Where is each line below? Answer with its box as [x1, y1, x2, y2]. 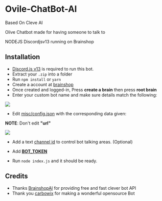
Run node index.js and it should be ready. [12, 158, 97, 164]
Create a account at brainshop [12, 81, 74, 87]
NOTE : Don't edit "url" [5, 120, 51, 126]
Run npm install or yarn [12, 76, 61, 82]
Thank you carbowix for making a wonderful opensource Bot [12, 190, 135, 196]
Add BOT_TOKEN [12, 148, 47, 154]
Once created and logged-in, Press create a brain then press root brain [12, 87, 157, 93]
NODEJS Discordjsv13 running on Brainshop [5, 38, 94, 45]
